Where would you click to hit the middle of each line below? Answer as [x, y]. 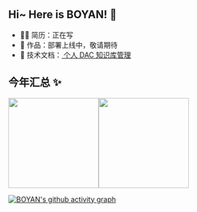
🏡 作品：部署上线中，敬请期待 [69, 45]
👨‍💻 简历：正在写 [47, 35]
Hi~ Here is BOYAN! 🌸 [63, 15]
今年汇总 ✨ [35, 82]
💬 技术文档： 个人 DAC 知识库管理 [75, 55]
